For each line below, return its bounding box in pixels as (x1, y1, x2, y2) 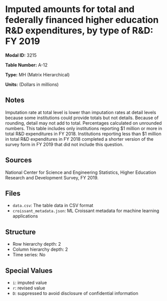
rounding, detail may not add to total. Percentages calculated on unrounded (5, 120, 162, 126)
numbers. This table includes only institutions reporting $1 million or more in (5, 125, 162, 131)
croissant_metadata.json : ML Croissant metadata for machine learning (12, 208, 159, 214)
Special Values (5, 266, 53, 275)
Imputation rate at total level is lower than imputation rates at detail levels (5, 109, 156, 115)
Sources (5, 156, 32, 164)
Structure (5, 228, 36, 236)
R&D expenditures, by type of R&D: (5, 25, 153, 36)
